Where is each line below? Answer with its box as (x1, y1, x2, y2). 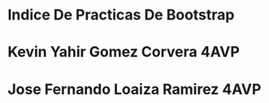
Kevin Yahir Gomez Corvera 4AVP (7, 43, 241, 62)
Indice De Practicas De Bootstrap (7, 6, 235, 24)
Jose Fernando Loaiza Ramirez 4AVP (7, 79, 262, 98)
